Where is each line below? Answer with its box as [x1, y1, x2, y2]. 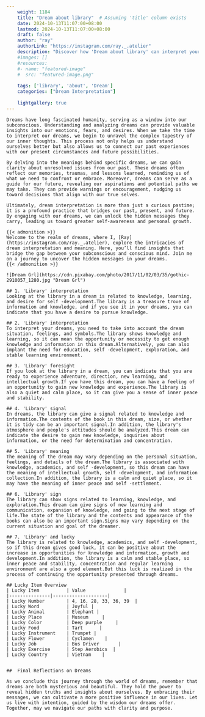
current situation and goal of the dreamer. [6, 523, 121, 529]
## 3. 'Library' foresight [6, 362, 75, 369]
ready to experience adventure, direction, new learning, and [6, 373, 168, 380]
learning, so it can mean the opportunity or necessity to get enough [6, 336, 190, 342]
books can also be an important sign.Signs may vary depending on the [6, 518, 190, 524]
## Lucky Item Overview [6, 582, 67, 588]
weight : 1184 [17, 9, 51, 15]
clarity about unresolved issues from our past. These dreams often [6, 164, 184, 171]
